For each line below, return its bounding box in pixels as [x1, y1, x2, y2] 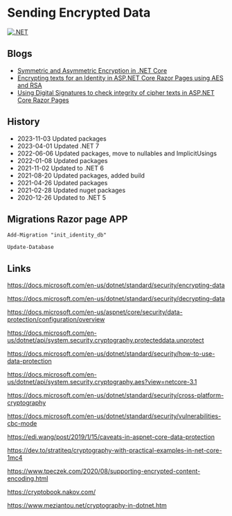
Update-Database [7, 244, 54, 251]
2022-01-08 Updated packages [17, 156, 108, 164]
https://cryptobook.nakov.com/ [7, 488, 96, 497]
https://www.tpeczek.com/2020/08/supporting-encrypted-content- [7, 467, 201, 476]
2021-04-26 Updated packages [17, 178, 108, 187]
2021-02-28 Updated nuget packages [17, 186, 126, 194]
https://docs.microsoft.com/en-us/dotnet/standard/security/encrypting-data [7, 281, 225, 289]
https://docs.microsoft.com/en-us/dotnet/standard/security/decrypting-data [7, 295, 225, 303]
